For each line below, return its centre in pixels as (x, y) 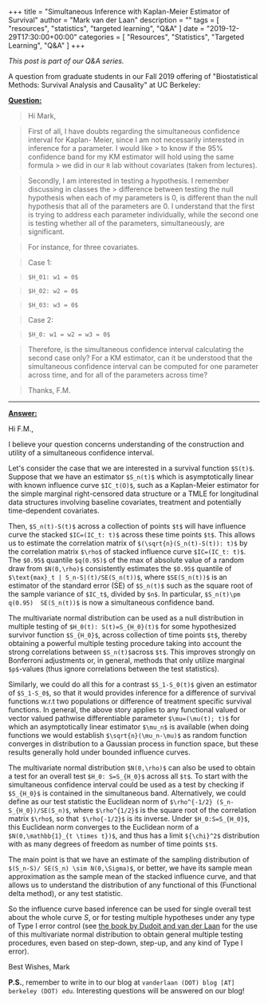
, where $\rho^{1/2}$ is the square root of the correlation (163, 810)
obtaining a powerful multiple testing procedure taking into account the (125, 643)
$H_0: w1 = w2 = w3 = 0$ (69, 335)
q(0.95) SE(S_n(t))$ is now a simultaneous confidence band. (112, 603)
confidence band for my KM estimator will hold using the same (131, 157)
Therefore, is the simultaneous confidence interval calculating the (136, 349)
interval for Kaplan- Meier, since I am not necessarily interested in (136, 140)
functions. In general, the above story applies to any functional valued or (128, 710)
